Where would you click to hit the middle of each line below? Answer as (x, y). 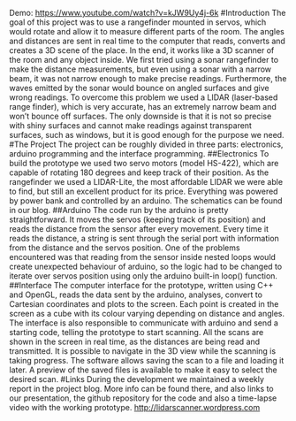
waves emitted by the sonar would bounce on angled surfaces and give (139, 88)
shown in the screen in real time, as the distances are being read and (135, 341)
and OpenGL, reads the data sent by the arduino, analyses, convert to (136, 295)
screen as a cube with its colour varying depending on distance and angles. (147, 314)
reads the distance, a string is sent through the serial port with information (144, 238)
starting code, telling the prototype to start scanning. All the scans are (137, 332)
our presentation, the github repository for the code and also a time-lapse (143, 398)
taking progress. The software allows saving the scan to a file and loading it (147, 360)
